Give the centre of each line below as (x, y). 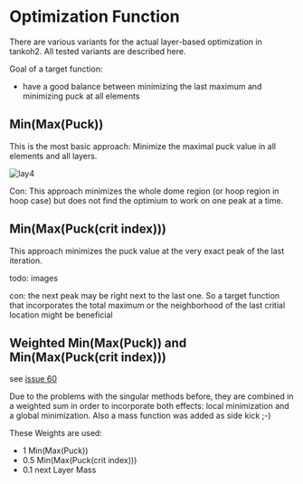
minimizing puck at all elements (81, 96)
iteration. (26, 261)
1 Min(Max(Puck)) (55, 451)
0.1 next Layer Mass (59, 470)
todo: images (34, 278)
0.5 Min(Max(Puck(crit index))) (80, 460)
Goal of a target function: (56, 69)
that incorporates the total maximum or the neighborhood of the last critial (147, 305)
